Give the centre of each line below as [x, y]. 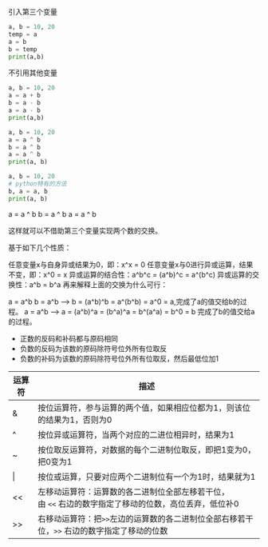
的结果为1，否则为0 [75, 420]
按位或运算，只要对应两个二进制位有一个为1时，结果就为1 [146, 477]
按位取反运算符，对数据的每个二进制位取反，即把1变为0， [146, 449]
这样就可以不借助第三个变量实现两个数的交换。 [85, 230]
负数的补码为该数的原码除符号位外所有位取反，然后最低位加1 [119, 358]
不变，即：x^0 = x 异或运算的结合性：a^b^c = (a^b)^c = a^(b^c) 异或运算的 [130, 274]
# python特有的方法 [37, 184]
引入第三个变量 [33, 12]
